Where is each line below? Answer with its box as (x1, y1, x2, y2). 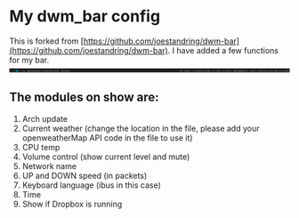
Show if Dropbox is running (21, 198, 123, 209)
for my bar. (9, 54, 50, 65)
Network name (21, 160, 77, 171)
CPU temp (21, 141, 61, 152)
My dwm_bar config (9, 6, 161, 27)
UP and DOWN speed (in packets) (21, 170, 148, 181)
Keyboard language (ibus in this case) (21, 180, 162, 190)
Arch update (21, 113, 69, 124)
